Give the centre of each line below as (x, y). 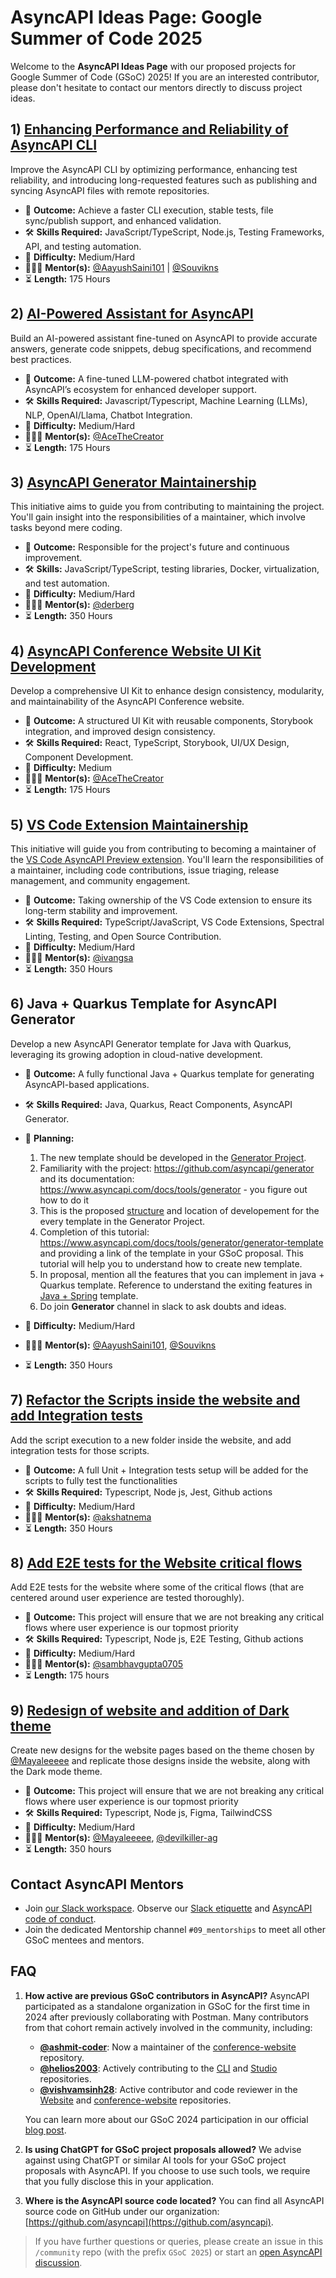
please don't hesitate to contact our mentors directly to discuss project (156, 87)
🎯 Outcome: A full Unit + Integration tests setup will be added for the (166, 1470)
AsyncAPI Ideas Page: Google (136, 17)
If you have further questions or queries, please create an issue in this (179, 2241)
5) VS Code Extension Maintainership (129, 824)
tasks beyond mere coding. (66, 528)
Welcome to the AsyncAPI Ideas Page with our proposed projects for (153, 66)
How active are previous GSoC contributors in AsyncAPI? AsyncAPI (167, 1995)
